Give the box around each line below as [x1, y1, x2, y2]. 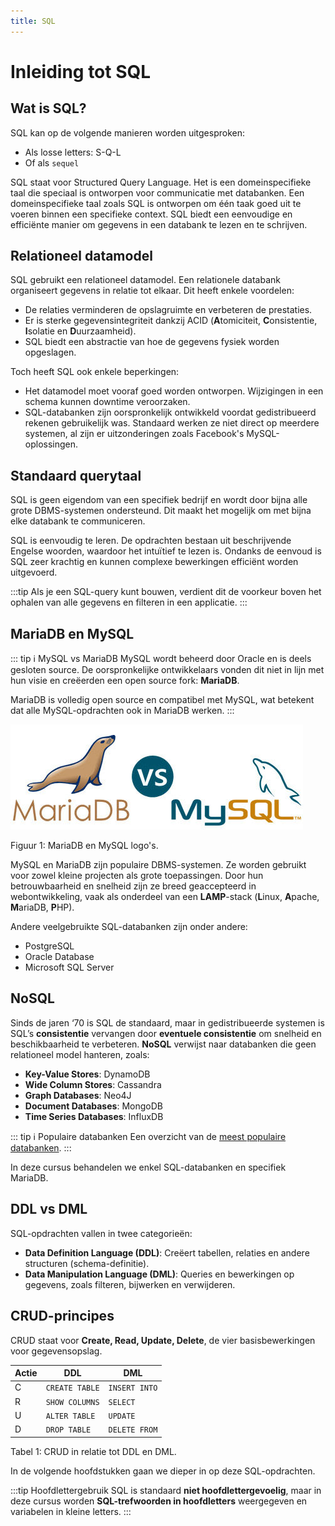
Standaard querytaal [10, 467, 142, 484]
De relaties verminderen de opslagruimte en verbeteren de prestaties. [24, 304, 313, 316]
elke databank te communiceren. [10, 515, 146, 527]
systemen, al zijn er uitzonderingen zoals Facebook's [24, 428, 245, 440]
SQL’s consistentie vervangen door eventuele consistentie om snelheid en [10, 1027, 322, 1039]
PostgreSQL [24, 940, 75, 952]
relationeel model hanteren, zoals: [10, 1048, 150, 1060]
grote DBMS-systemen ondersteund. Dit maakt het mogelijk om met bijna [10, 505, 312, 517]
